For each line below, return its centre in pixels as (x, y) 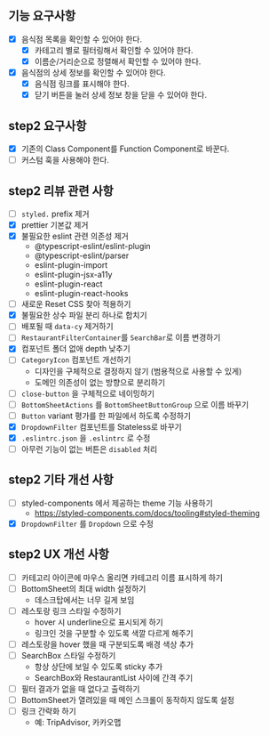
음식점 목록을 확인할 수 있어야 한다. (82, 39)
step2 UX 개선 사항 (59, 554)
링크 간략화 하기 (48, 711)
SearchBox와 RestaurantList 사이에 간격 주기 (114, 677)
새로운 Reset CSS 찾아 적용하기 (76, 304)
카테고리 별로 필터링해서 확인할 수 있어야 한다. (114, 50)
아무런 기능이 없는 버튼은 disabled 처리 (89, 449)
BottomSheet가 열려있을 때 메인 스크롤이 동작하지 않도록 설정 (128, 700)
